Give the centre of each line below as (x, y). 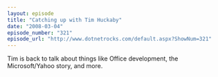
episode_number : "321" (40, 33)
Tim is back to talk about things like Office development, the (93, 58)
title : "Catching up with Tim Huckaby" (65, 20)
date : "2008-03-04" (35, 26)
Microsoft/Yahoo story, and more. (55, 66)
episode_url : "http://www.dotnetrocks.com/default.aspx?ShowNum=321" (110, 39)
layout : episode (30, 13)
